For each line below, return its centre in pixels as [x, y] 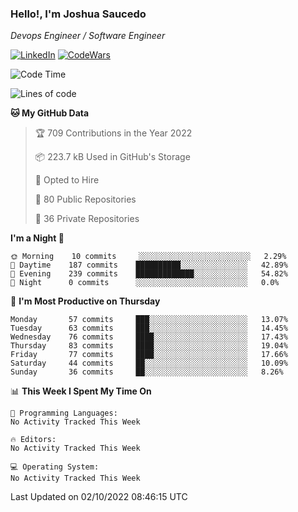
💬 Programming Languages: [64, 413]
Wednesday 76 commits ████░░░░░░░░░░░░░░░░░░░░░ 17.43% [149, 337]
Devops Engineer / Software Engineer [88, 36]
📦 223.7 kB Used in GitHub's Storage [112, 157]
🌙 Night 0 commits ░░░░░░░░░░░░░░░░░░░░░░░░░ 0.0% [145, 283]
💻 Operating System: [55, 467]
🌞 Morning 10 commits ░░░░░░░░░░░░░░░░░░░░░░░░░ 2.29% [148, 257]
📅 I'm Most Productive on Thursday [85, 301]
